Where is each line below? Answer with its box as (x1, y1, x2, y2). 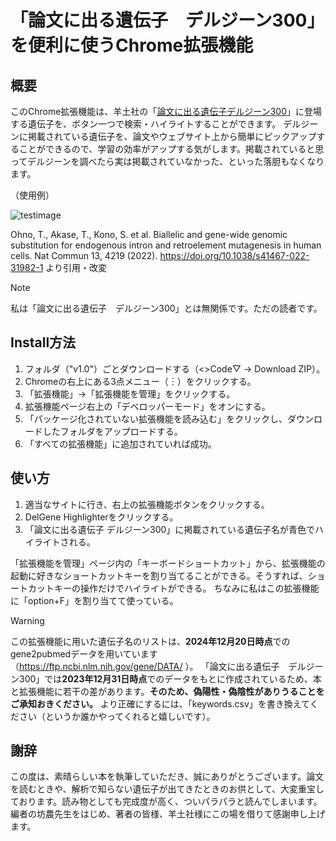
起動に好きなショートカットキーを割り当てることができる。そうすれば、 (10, 569, 308, 581)
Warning (10, 614, 45, 626)
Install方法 (10, 334, 77, 351)
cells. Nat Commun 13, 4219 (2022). (10, 250, 158, 261)
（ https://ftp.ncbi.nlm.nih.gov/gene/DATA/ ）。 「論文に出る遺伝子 (10, 660, 280, 672)
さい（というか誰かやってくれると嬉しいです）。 (18, 710, 216, 722)
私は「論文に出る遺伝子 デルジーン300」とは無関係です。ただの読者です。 (10, 302, 323, 314)
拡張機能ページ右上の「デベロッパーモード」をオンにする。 (24, 400, 271, 412)
